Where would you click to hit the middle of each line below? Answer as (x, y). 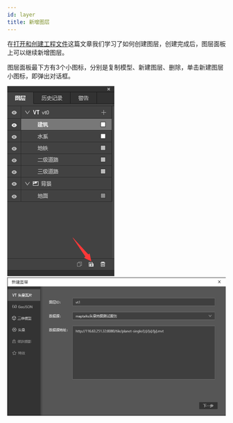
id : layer (21, 15)
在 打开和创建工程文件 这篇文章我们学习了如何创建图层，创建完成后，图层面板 (116, 43)
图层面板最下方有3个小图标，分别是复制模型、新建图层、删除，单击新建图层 (115, 67)
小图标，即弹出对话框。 (41, 76)
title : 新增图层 (28, 22)
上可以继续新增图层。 (37, 52)
